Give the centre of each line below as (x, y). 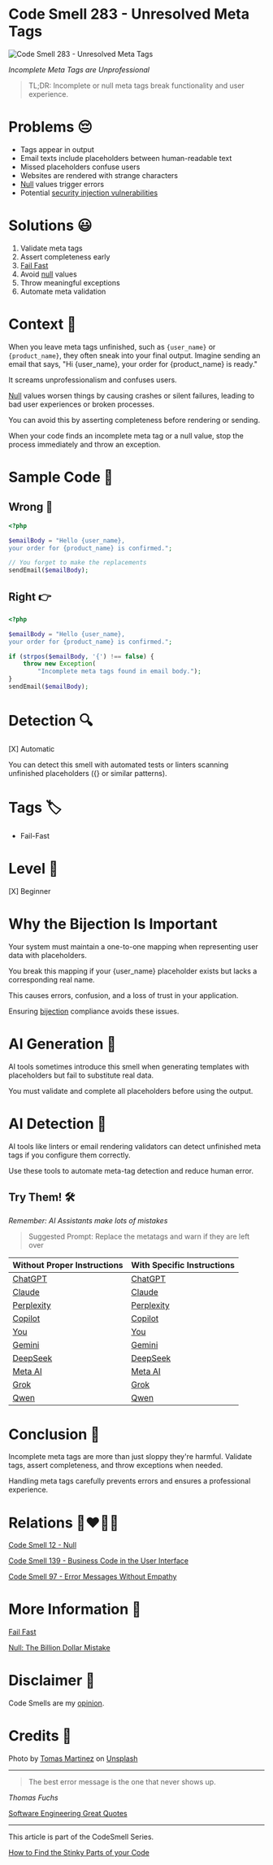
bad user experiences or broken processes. (81, 404)
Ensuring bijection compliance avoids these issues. (94, 1011)
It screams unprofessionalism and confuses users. (93, 380)
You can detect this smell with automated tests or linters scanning (119, 765)
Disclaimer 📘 (52, 1681)
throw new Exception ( (59, 664)
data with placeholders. (48, 955)
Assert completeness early (65, 256)
